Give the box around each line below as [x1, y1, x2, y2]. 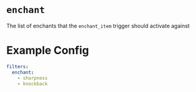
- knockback [17, 80, 48, 87]
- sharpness [17, 75, 48, 81]
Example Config [6, 44, 89, 57]
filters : [6, 63, 29, 69]
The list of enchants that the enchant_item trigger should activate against [6, 22, 190, 29]
